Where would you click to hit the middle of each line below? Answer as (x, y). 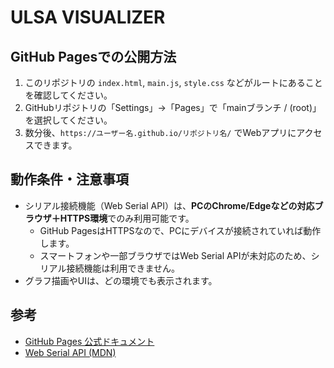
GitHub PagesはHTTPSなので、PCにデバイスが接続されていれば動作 (180, 230)
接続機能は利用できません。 (123, 268)
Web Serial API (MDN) (70, 352)
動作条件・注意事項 (69, 179)
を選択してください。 (68, 120)
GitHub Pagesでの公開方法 (93, 56)
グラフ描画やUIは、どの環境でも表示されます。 (121, 280)
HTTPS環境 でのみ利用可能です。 (127, 218)
